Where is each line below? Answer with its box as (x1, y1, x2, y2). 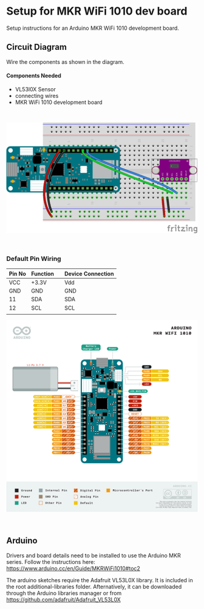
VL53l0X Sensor (15, 85, 56, 92)
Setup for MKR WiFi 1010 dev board (6, 4, 188, 18)
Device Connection (64, 270, 114, 277)
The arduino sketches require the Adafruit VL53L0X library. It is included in (6, 576, 193, 583)
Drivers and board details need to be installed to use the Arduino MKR (6, 552, 181, 559)
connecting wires (15, 92, 59, 99)
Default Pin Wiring (6, 254, 62, 263)
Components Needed (6, 72, 62, 80)
